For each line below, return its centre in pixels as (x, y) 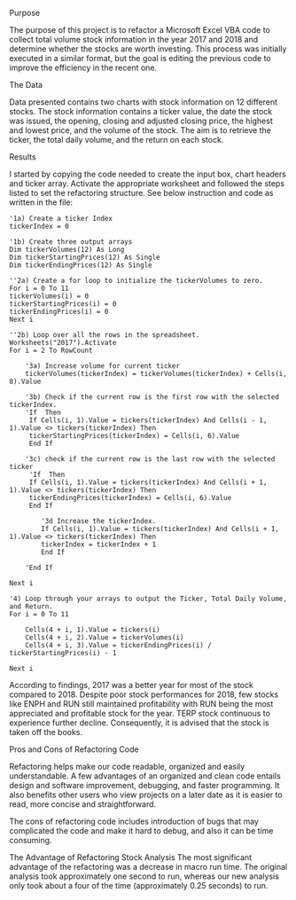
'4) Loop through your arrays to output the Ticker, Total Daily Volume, (148, 599)
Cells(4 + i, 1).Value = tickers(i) (93, 630)
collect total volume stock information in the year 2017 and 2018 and (134, 39)
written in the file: (41, 202)
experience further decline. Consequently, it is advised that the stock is (139, 723)
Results (23, 157)
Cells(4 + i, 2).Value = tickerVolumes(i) (105, 638)
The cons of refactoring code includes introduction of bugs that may (134, 821)
